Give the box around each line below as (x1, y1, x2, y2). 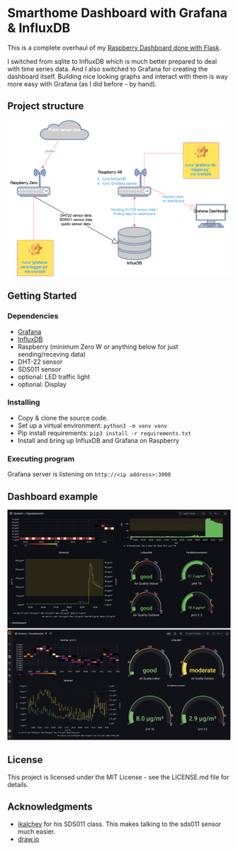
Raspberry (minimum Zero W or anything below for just (17, 342, 178, 351)
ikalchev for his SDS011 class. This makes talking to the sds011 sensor (17, 820, 222, 828)
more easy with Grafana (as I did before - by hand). (7, 79, 157, 88)
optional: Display (17, 380, 67, 389)
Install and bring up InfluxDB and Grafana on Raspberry (17, 436, 179, 444)
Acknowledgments (7, 801, 93, 813)
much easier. (17, 827, 56, 836)
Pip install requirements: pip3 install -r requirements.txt (17, 428, 192, 437)
